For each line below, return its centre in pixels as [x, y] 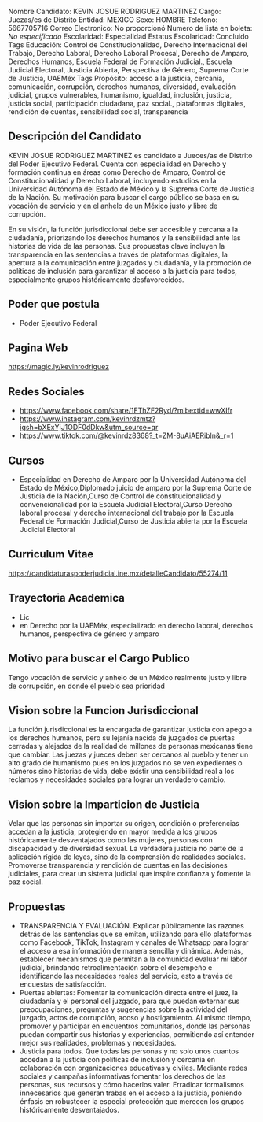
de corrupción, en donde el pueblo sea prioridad [86, 686]
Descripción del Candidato [75, 137]
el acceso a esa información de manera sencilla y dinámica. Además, [131, 950]
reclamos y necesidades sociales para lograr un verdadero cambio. [117, 779]
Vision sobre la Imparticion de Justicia [104, 804]
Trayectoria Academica [67, 598]
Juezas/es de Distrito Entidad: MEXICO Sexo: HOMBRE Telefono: [113, 20]
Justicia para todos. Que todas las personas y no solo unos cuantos [129, 1051]
